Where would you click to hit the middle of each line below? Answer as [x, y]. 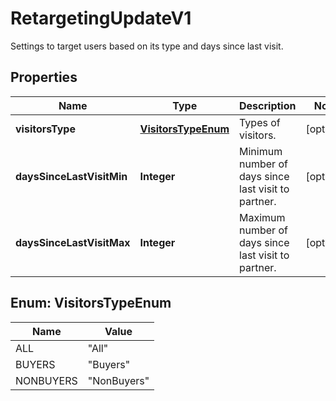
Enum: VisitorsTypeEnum [91, 303]
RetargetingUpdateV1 [101, 18]
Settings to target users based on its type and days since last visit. [147, 46]
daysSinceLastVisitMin [71, 176]
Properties [44, 77]
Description [268, 105]
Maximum [262, 217]
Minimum [261, 151]
